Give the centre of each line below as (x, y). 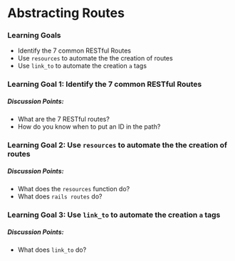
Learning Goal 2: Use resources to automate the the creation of (117, 145)
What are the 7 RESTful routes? (64, 119)
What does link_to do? (52, 250)
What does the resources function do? (74, 189)
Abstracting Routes (66, 13)
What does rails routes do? (60, 196)
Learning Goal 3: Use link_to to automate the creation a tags (114, 215)
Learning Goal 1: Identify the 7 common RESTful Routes (105, 85)
